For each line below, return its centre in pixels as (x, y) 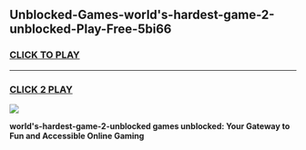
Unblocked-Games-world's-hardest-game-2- (142, 15)
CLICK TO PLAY (45, 55)
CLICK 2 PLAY (41, 89)
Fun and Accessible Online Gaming (77, 135)
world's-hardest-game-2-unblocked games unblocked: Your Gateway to (150, 125)
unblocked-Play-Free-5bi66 (91, 30)
